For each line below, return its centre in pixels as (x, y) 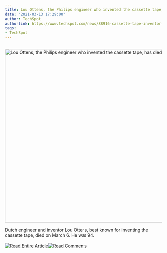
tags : (11, 28)
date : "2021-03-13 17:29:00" (35, 14)
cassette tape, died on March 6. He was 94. (50, 235)
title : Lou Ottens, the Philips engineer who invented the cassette (78, 10)
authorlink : (17, 24)
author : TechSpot (23, 19)
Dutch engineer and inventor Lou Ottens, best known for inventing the (77, 230)
